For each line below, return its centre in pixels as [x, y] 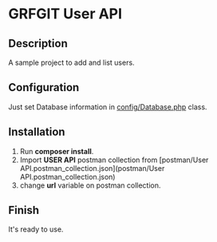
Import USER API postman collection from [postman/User [114, 160]
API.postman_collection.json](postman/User [92, 168]
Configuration [44, 87]
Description [38, 44]
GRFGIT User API [65, 14]
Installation [37, 132]
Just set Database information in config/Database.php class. [108, 107]
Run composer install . [57, 151]
